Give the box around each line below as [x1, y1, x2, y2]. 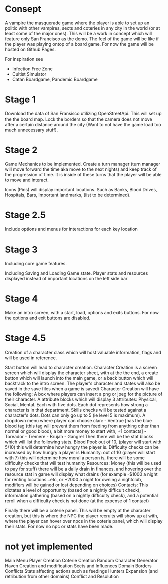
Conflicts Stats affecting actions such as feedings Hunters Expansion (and [5, 568, 158, 574]
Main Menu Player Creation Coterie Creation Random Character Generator [5, 557, 158, 563]
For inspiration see [5, 56, 43, 62]
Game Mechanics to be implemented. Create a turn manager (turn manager [5, 161, 161, 167]
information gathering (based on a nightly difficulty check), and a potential [5, 492, 158, 498]
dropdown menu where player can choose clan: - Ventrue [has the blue [5, 417, 152, 423]
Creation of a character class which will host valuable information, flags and [5, 349, 161, 355]
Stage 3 [5, 244, 38, 255]
